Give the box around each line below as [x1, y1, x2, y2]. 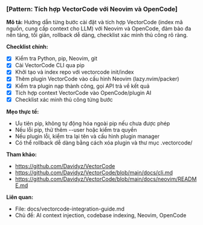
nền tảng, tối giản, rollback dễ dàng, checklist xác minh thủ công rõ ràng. [6, 31, 188, 39]
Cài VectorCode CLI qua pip [14, 62, 85, 69]
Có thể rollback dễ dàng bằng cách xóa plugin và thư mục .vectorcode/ [14, 139, 193, 146]
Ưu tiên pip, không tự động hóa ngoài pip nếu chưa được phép [14, 120, 170, 127]
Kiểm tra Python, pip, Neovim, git [14, 55, 98, 62]
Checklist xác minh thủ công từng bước [14, 96, 113, 103]
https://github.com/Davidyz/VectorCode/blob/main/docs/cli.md [14, 169, 173, 176]
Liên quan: [6, 193, 34, 201]
